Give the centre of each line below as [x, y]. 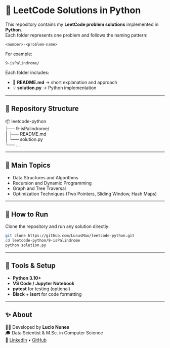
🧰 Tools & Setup [30, 266]
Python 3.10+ [27, 278]
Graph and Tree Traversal [39, 188]
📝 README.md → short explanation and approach [65, 82]
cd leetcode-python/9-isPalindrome [43, 241]
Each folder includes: [27, 72]
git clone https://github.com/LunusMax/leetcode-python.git [70, 236]
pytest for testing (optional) [41, 289]
